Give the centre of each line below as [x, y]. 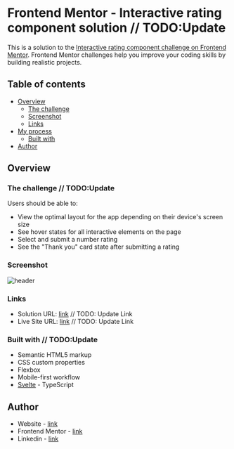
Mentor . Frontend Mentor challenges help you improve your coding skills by [117, 55]
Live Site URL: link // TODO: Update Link [76, 322]
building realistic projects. [45, 62]
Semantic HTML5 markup [54, 355]
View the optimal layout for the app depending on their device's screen [120, 217]
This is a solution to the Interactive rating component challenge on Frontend [117, 47]
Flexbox [29, 370]
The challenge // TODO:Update [61, 188]
